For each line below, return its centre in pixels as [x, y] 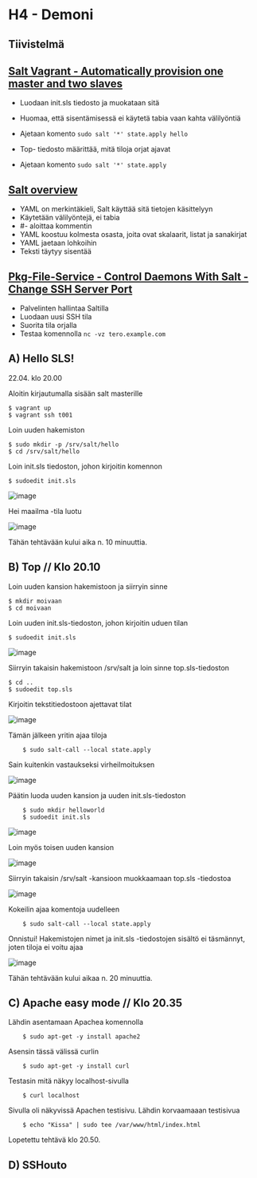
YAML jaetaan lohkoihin [58, 243]
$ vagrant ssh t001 [41, 415]
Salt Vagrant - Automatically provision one [116, 71]
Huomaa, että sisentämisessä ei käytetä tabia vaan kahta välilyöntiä [130, 118]
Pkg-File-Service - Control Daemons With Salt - [128, 277]
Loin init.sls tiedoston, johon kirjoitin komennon [86, 466]
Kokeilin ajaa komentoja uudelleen [64, 909]
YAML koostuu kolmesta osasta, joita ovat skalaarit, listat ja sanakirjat [133, 235]
